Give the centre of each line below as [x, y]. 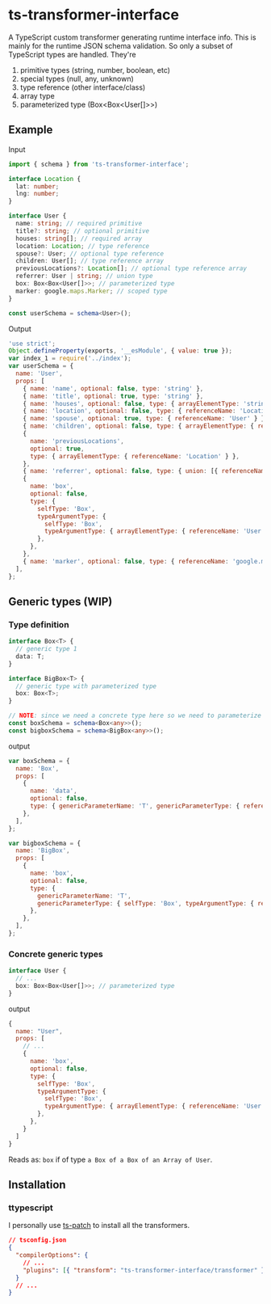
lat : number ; [38, 186]
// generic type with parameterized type [86, 686]
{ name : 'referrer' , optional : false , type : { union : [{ [121, 471]
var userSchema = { [41, 366]
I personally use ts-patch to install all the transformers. [99, 1226]
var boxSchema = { [39, 761]
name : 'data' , [54, 791]
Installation [37, 1185]
